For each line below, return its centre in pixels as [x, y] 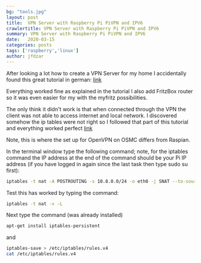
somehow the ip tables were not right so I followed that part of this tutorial [97, 122]
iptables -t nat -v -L [34, 204]
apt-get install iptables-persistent [53, 226]
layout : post [22, 17]
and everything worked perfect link [49, 128]
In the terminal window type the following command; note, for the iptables [97, 151]
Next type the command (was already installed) [65, 215]
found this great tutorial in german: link [54, 79]
